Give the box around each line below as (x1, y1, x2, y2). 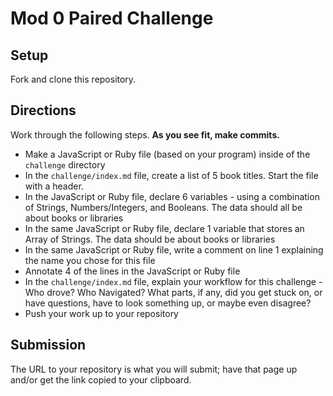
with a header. (24, 180, 84, 192)
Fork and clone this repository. (10, 73, 137, 85)
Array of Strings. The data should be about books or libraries (24, 233, 276, 245)
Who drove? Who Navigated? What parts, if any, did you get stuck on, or (24, 286, 323, 298)
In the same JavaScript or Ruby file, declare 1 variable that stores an (24, 222, 305, 234)
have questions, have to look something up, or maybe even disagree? (24, 297, 312, 309)
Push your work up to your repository (24, 307, 179, 319)
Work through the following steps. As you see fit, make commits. (10, 128, 280, 141)
